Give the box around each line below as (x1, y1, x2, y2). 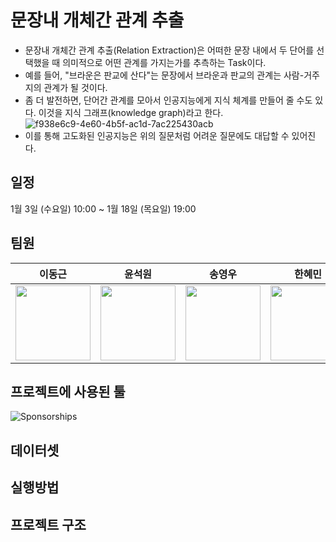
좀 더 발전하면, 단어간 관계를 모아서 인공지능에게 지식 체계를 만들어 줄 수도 (24, 94, 313, 106)
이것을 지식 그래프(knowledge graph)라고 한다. (38, 106, 224, 118)
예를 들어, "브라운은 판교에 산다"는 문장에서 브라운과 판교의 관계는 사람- (24, 69, 305, 81)
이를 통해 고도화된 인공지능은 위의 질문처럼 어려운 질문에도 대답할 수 (24, 129, 290, 141)
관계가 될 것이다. (43, 81, 108, 93)
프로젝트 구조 (10, 516, 87, 533)
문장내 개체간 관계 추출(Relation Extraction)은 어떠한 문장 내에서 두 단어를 (24, 44, 315, 56)
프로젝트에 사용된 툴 (10, 383, 126, 400)
